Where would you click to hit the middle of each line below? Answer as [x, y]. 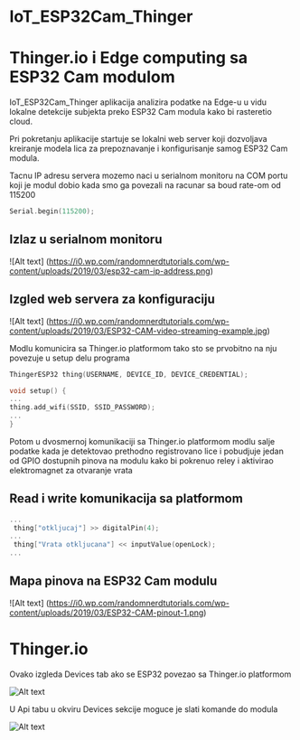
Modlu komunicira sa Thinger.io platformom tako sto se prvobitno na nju [143, 348]
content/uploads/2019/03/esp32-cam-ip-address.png [110, 271]
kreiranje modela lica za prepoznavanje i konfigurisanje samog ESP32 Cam [149, 149]
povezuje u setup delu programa [70, 358]
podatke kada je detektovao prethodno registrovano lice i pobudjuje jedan [147, 451]
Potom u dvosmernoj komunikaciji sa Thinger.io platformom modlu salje [142, 441]
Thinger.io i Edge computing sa [129, 58]
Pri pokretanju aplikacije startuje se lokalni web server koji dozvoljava [139, 139]
